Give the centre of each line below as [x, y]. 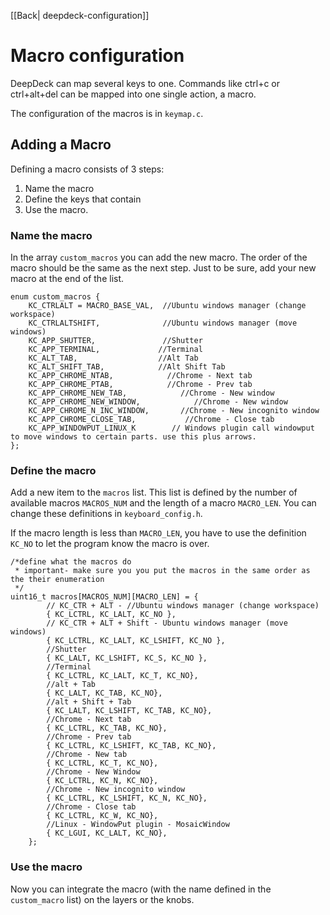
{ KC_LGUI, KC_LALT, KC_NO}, [107, 833]
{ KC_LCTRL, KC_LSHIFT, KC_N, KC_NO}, [127, 798]
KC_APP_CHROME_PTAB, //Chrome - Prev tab [140, 385]
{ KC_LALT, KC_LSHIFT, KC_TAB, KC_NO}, [129, 711]
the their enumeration [57, 580]
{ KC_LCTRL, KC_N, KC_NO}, [102, 781]
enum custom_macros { [55, 297]
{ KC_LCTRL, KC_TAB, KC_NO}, [107, 728]
